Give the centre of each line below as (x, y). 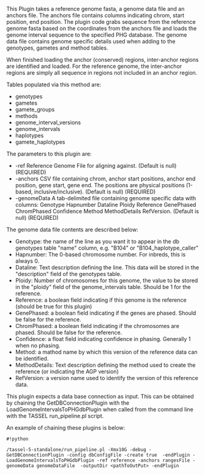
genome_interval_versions (48, 122)
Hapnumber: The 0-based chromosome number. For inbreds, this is (100, 254)
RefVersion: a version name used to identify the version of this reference (107, 378)
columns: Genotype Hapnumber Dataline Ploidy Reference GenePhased (106, 205)
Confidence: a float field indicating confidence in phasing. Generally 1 (103, 339)
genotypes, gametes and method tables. (57, 48)
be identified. (32, 358)
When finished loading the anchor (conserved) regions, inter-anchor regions (102, 60)
